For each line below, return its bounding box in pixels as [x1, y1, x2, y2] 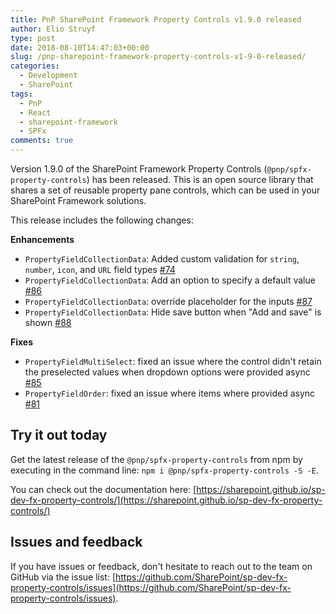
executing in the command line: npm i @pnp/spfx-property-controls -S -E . [10, 464, 319, 476]
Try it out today [10, 427, 108, 444]
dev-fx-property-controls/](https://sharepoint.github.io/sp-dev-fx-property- [10, 494, 323, 506]
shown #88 [24, 317, 72, 328]
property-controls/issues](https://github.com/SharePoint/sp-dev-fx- [10, 581, 292, 593]
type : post [10, 33, 56, 43]
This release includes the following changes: [10, 214, 194, 226]
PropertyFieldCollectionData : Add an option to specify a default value [24, 274, 316, 286]
